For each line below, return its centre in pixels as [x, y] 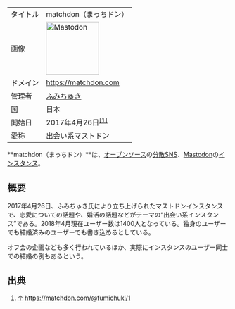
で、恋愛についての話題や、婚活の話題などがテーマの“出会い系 [98, 215]
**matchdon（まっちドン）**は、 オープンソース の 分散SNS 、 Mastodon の [113, 155]
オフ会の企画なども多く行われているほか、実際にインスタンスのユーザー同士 [118, 247]
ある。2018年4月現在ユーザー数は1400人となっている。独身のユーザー [124, 224]
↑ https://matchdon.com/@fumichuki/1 [74, 298]
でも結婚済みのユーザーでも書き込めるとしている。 [81, 232]
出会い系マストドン [78, 136]
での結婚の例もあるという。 [47, 256]
